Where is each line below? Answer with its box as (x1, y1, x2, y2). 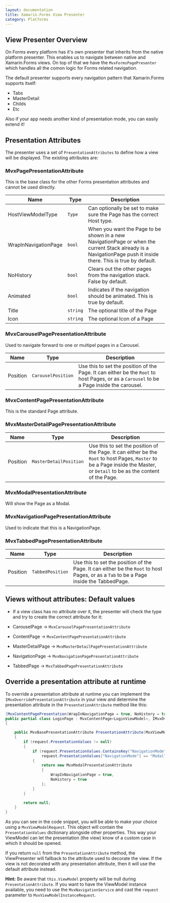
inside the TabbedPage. (73, 578, 130, 585)
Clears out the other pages (88, 265, 152, 273)
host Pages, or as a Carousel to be (78, 375, 159, 382)
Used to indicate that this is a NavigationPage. (5, 524, 101, 531)
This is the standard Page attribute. (5, 408, 78, 414)
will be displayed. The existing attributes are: (5, 155, 99, 161)
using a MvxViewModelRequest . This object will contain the (5, 824, 123, 830)
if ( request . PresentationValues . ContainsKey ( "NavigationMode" (32, 749, 166, 754)
